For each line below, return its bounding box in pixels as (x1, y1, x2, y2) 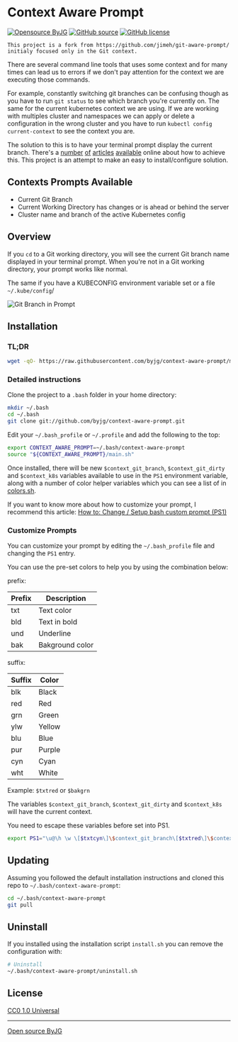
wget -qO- (7, 358, 37, 365)
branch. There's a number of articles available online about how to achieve (7, 148, 225, 156)
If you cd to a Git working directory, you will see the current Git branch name (7, 249, 230, 258)
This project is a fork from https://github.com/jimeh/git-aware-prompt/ (7, 41, 230, 48)
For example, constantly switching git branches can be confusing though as (7, 89, 229, 97)
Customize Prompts (7, 525, 77, 535)
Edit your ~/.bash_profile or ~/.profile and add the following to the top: (7, 430, 221, 439)
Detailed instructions (7, 374, 81, 384)
